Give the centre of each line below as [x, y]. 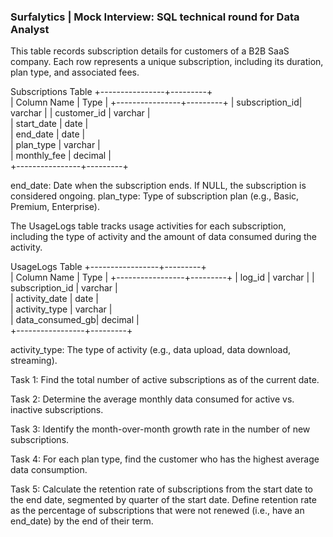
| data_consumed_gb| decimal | [75, 320]
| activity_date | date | [54, 299]
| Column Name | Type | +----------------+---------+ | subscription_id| [156, 102]
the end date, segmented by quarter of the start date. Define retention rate [163, 500]
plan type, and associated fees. [75, 72]
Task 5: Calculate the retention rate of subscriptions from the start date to [161, 489]
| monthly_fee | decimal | [61, 156]
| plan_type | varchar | [55, 145]
